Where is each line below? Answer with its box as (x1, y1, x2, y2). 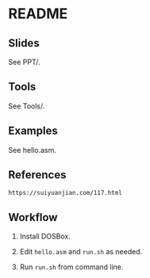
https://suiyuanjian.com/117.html (8, 189, 123, 197)
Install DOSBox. (19, 231, 71, 242)
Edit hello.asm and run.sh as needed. (19, 247, 143, 257)
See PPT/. (8, 57, 40, 67)
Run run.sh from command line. (19, 262, 124, 272)
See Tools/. (8, 101, 45, 111)
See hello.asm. (8, 145, 57, 154)
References (8, 168, 67, 182)
